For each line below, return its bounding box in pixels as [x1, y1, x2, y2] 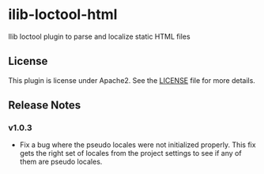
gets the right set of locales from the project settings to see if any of [19, 149, 243, 158]
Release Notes [8, 99, 81, 112]
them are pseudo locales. [19, 157, 103, 167]
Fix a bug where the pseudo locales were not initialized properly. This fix [19, 140, 256, 149]
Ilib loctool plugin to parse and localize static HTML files [8, 32, 191, 41]
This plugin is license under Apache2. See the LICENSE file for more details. [8, 75, 255, 85]
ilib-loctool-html [8, 6, 118, 24]
